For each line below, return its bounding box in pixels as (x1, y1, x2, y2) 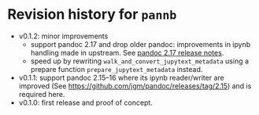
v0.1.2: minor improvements (18, 31, 109, 41)
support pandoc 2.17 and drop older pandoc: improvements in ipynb (30, 39, 251, 49)
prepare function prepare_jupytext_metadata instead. (30, 64, 203, 74)
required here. (18, 89, 65, 99)
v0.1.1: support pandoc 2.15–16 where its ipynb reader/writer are (18, 73, 225, 82)
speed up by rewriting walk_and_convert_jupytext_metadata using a (30, 56, 250, 66)
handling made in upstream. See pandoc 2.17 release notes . (30, 48, 224, 57)
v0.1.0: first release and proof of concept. (18, 98, 153, 107)
